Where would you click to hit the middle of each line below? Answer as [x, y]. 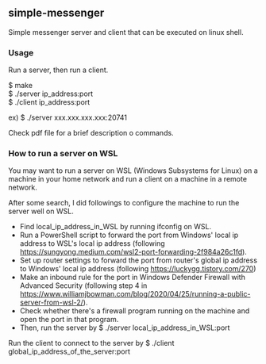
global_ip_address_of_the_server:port [69, 351]
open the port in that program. [69, 320]
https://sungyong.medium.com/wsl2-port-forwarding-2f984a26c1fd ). [133, 252]
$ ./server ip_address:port [51, 94]
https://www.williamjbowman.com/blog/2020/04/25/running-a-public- [135, 294]
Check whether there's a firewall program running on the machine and [135, 311]
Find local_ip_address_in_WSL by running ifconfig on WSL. [116, 227]
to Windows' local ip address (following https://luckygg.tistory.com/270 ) [138, 269]
